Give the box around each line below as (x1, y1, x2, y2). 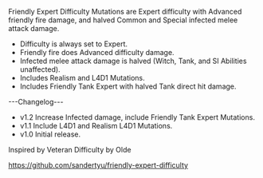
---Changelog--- (8, 97, 64, 106)
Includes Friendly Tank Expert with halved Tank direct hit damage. (19, 81, 237, 91)
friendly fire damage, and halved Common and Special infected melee (8, 15, 238, 25)
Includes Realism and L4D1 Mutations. (19, 73, 145, 82)
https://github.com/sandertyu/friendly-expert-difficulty (8, 160, 189, 170)
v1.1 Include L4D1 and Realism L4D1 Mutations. (19, 121, 173, 130)
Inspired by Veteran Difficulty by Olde (8, 145, 131, 154)
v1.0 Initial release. (19, 129, 81, 139)
